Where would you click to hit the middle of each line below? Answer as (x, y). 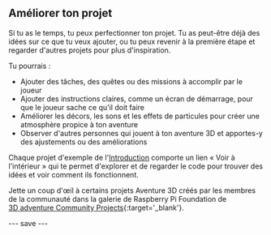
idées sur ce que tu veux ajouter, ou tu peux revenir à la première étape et (132, 41)
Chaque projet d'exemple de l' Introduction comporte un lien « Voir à (122, 157)
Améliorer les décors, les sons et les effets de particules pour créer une (140, 116)
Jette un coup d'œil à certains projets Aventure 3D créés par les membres (132, 190)
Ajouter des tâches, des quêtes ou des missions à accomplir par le (131, 81)
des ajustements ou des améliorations (84, 142)
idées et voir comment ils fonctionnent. (74, 174)
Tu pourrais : (30, 66)
